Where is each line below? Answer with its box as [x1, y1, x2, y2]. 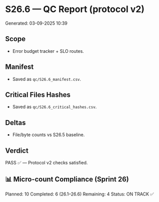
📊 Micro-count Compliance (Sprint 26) [5, 175, 129, 184]
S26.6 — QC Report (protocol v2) [5, 4, 145, 15]
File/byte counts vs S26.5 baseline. [12, 132, 85, 138]
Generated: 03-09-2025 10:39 [5, 20, 67, 26]
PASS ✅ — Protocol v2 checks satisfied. [5, 160, 88, 165]
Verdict [5, 146, 28, 155]
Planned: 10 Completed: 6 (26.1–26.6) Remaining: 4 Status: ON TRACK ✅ [5, 191, 154, 197]
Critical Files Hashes [5, 90, 71, 99]
